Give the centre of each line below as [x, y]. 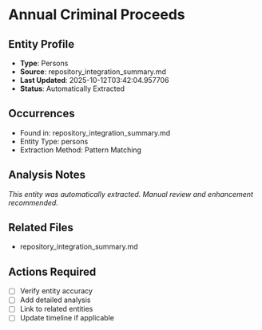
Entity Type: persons [54, 141]
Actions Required [52, 271]
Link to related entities [56, 309]
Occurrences [42, 114]
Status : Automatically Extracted [72, 88]
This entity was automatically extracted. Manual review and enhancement [131, 194]
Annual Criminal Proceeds [97, 15]
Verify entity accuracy [56, 291]
